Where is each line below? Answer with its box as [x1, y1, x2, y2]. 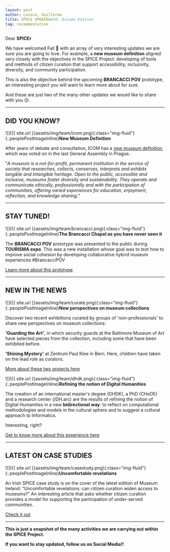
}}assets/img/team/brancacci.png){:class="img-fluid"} [31, 225, 146, 231]
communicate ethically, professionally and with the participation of [5, 182, 145, 188]
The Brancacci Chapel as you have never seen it [59, 231, 162, 237]
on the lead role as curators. [5, 356, 64, 362]
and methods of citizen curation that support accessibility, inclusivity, [5, 61, 150, 67]
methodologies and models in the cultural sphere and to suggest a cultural [5, 407, 160, 413]
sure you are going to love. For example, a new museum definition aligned [5, 51, 161, 57]
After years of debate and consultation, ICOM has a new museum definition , [5, 145, 163, 151]
